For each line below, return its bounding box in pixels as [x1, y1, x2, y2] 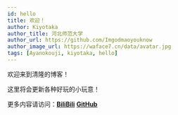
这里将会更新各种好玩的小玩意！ [7, 85, 100, 93]
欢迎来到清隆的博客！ [7, 70, 69, 78]
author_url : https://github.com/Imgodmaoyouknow [7, 37, 153, 44]
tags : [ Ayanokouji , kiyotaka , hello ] [7, 50, 118, 57]
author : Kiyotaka [7, 23, 58, 30]
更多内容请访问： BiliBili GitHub [7, 99, 98, 108]
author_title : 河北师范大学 [7, 30, 83, 37]
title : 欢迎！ [7, 17, 46, 24]
